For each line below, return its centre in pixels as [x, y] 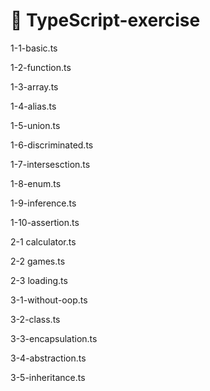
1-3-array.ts [34, 86]
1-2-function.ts [41, 67]
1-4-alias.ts [33, 106]
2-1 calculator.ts [43, 241]
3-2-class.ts [35, 319]
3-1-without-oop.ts [49, 300]
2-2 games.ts [38, 261]
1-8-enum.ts [36, 183]
